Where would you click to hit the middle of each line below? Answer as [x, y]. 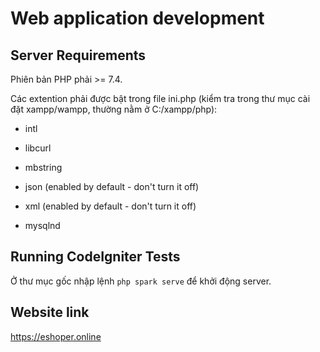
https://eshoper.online [56, 336]
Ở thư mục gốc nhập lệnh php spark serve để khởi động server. [141, 281]
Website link [50, 312]
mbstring [43, 167]
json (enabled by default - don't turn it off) [112, 186]
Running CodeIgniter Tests [95, 257]
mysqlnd [42, 225]
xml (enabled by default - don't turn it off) [110, 206]
